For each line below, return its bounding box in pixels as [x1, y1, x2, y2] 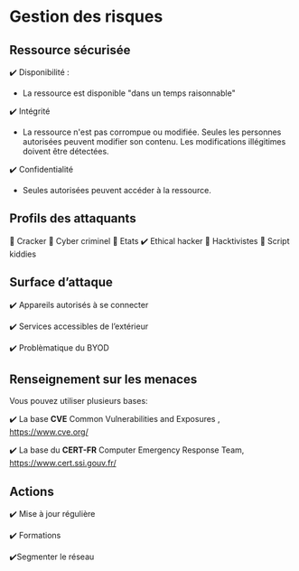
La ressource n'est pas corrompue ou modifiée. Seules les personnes [22, 126, 282, 137]
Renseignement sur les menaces [9, 372, 198, 388]
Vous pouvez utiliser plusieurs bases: [9, 396, 148, 407]
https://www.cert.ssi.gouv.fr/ [9, 458, 117, 469]
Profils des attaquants [9, 211, 137, 227]
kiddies [9, 248, 37, 259]
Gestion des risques [9, 6, 164, 27]
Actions [9, 483, 54, 499]
